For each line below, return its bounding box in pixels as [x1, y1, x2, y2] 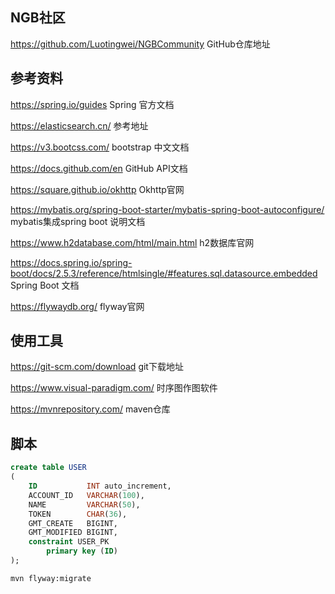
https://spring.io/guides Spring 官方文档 [10, 98, 175, 110]
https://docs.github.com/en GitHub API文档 [10, 162, 188, 174]
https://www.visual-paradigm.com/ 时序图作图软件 [10, 382, 218, 394]
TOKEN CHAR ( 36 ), [28, 509, 128, 519]
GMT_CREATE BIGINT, [28, 518, 118, 528]
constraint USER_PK [28, 537, 110, 547]
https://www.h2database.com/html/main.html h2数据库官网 [10, 236, 255, 248]
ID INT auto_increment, [28, 481, 172, 491]
